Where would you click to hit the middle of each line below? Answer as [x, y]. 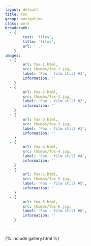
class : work [17, 23]
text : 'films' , [38, 37]
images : [13, 55]
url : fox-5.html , [40, 174]
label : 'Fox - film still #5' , [55, 184]
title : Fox [16, 14]
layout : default [22, 10]
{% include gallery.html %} [32, 238]
